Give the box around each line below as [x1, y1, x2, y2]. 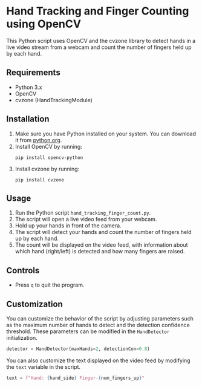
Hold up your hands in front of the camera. [15, 222, 122, 229]
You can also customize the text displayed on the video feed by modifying [6, 357, 191, 364]
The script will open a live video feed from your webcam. [15, 216, 157, 223]
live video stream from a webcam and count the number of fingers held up [6, 44, 192, 51]
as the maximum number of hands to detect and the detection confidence [6, 322, 191, 328]
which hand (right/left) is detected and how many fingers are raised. [15, 248, 185, 255]
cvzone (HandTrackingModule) [15, 96, 93, 103]
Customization [6, 299, 64, 309]
